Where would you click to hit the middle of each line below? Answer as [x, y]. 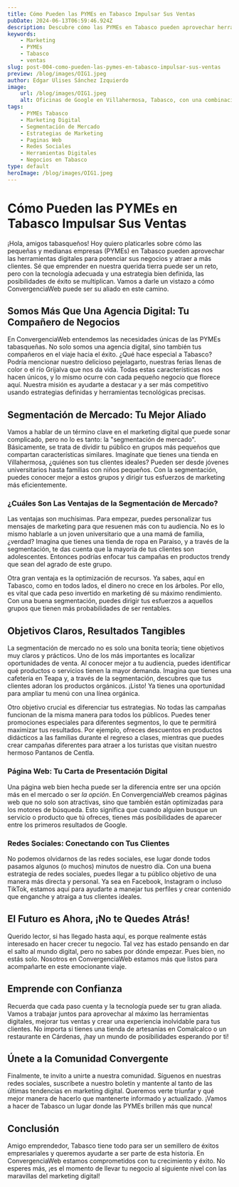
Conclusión [33, 1128]
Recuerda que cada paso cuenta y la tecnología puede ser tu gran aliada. [115, 1006]
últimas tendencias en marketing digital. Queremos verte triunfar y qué [111, 1091]
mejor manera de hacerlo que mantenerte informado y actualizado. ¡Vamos [117, 1099]
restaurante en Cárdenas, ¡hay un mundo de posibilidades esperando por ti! [118, 1036]
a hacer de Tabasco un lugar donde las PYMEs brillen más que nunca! [110, 1106]
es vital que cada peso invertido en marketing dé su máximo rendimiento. [115, 593]
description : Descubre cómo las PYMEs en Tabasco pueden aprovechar [111, 27]
